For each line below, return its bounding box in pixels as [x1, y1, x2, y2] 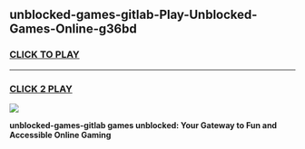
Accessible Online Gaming [9, 129, 112, 140]
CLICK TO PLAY [9, 49, 80, 61]
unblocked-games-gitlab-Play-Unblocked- [9, 7, 258, 23]
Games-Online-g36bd [9, 22, 138, 37]
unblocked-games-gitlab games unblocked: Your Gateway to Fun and [9, 119, 278, 130]
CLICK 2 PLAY [9, 82, 73, 95]
